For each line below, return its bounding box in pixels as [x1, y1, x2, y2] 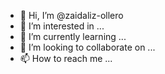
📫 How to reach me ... [19, 53, 113, 64]
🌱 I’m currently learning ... [19, 31, 127, 42]
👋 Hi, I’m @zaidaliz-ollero [19, 10, 124, 21]
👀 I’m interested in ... [19, 20, 105, 32]
